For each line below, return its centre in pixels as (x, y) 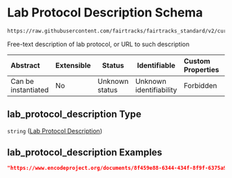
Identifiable (156, 65)
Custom (197, 61)
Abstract (25, 65)
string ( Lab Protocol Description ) (55, 131)
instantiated (30, 89)
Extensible (73, 65)
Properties (202, 69)
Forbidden (201, 85)
